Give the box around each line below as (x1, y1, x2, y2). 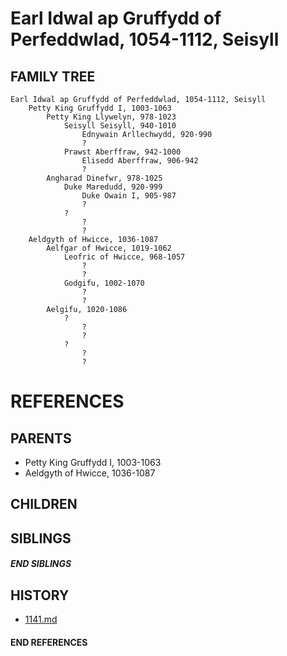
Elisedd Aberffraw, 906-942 (81, 156, 199, 166)
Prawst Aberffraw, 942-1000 (63, 147, 182, 157)
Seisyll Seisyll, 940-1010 (63, 121, 177, 131)
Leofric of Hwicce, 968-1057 (63, 252, 186, 262)
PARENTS (10, 430, 72, 447)
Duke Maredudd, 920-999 (63, 182, 163, 192)
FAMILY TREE (10, 68, 96, 85)
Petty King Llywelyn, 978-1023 (46, 112, 177, 122)
